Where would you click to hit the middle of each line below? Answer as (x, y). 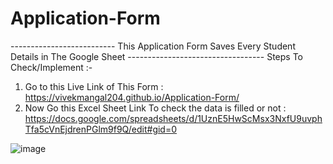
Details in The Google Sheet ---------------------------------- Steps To (157, 56)
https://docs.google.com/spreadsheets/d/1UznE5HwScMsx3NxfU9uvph (173, 118)
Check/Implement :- (51, 67)
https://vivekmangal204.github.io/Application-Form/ (132, 97)
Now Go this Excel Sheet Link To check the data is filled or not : (155, 108)
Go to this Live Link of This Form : (94, 86)
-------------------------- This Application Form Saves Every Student (153, 46)
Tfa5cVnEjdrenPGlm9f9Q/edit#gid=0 (101, 129)
